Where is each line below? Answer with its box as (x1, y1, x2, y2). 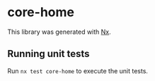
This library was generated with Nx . (7, 27, 111, 36)
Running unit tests (7, 48, 90, 60)
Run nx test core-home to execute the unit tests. (7, 66, 149, 75)
